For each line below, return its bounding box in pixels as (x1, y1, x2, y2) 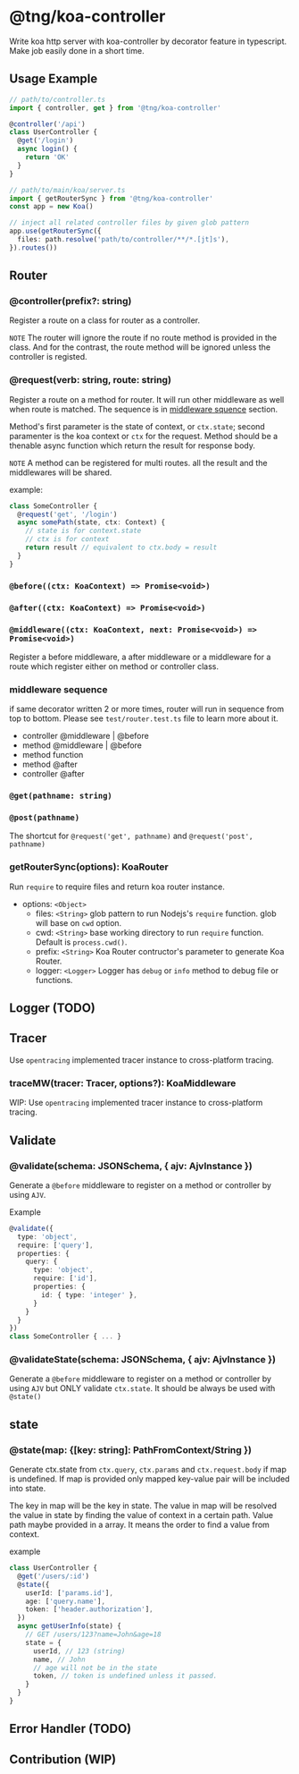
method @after (21, 759, 78, 770)
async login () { (17, 145, 78, 154)
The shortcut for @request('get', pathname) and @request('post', (9, 830, 253, 842)
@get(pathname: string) (9, 791, 113, 802)
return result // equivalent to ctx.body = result (25, 543, 218, 552)
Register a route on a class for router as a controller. (9, 315, 201, 326)
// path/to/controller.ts (9, 95, 105, 104)
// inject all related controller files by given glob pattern (9, 218, 250, 227)
